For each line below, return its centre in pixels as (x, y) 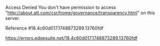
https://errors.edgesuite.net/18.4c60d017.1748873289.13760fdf (72, 38)
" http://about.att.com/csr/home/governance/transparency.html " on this (80, 13)
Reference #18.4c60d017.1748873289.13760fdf (54, 28)
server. (13, 18)
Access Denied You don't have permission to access (61, 7)
